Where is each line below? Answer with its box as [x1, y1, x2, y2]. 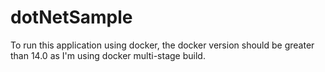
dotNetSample [10, 6, 133, 29]
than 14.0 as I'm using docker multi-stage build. [10, 49, 206, 61]
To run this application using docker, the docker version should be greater [10, 39, 315, 51]
